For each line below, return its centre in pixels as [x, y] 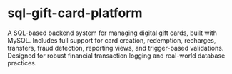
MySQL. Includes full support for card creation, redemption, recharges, [112, 40]
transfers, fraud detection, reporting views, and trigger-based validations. [116, 48]
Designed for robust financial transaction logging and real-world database [116, 55]
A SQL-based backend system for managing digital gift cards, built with [112, 33]
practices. [22, 63]
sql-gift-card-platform [75, 13]
